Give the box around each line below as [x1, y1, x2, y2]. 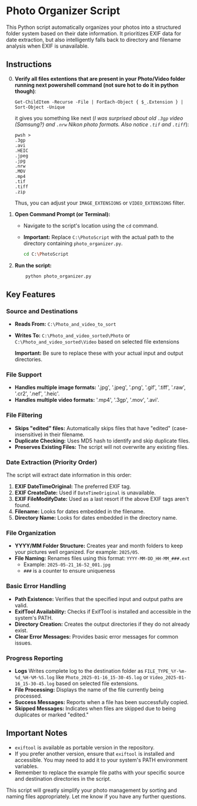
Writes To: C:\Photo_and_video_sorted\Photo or [14, 332, 131, 339]
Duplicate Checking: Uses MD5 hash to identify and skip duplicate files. [14, 437, 191, 444]
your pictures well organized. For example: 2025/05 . [14, 549, 139, 556]
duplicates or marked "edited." [14, 711, 89, 718]
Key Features [6, 289, 56, 299]
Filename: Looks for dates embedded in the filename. [14, 508, 145, 515]
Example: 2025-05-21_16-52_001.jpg [23, 561, 111, 568]
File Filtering [6, 411, 43, 419]
